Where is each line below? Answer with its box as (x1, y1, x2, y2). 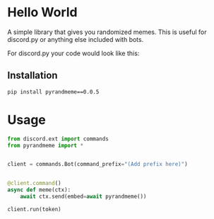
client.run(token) (7, 206, 61, 213)
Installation (7, 69, 58, 82)
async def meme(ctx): (7, 186, 71, 193)
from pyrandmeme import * (7, 142, 83, 149)
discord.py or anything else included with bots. (7, 35, 144, 43)
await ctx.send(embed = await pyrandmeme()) (20, 193, 147, 201)
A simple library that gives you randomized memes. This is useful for (7, 28, 207, 36)
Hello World (7, 4, 78, 21)
